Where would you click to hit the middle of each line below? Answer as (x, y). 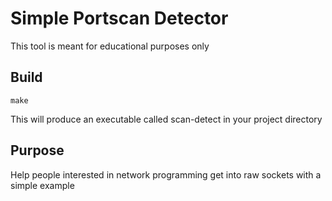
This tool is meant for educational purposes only (110, 46)
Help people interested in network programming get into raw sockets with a (166, 174)
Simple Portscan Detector (119, 18)
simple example (42, 185)
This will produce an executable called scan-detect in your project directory (166, 119)
